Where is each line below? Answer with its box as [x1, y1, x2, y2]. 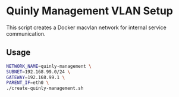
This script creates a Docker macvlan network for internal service [6, 24, 167, 31]
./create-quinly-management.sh [6, 85, 84, 92]
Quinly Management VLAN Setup [6, 4, 174, 18]
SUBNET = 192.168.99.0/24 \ [6, 68, 70, 75]
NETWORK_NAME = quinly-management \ [6, 63, 92, 69]
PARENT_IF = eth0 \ [6, 80, 49, 86]
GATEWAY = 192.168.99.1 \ [6, 74, 65, 80]
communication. [6, 30, 46, 37]
